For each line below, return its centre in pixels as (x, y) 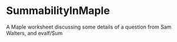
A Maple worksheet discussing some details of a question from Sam (89, 27)
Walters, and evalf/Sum (35, 33)
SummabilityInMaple (58, 11)
